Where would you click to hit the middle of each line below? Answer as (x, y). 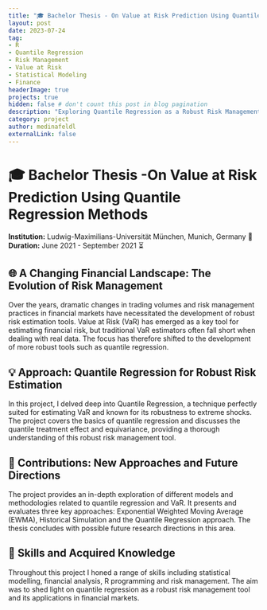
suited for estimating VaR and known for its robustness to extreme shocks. (130, 413)
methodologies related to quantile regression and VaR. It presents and (122, 503)
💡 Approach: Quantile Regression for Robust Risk (132, 372)
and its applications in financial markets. (74, 597)
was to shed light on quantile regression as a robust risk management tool (129, 589)
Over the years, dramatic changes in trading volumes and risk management (132, 305)
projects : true (33, 97)
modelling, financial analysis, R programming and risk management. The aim (133, 581)
